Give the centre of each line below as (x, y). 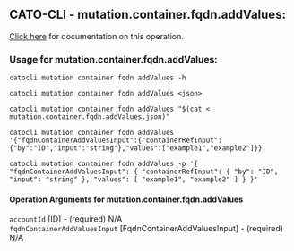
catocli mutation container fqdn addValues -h (98, 78)
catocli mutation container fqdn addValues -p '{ (104, 164)
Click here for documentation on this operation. (96, 36)
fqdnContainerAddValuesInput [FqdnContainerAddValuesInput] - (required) (147, 229)
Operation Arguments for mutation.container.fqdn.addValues (126, 199)
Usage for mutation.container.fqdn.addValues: (113, 59)
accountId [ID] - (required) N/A (66, 219)
